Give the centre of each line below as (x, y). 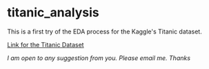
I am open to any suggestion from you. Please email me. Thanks (99, 58)
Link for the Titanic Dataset (46, 44)
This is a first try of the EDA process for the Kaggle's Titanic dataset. (104, 31)
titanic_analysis (53, 13)
